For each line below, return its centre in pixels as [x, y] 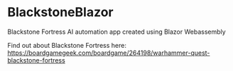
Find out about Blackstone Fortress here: [67, 45]
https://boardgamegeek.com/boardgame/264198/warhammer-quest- [109, 53]
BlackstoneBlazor [60, 12]
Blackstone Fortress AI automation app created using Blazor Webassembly [116, 32]
